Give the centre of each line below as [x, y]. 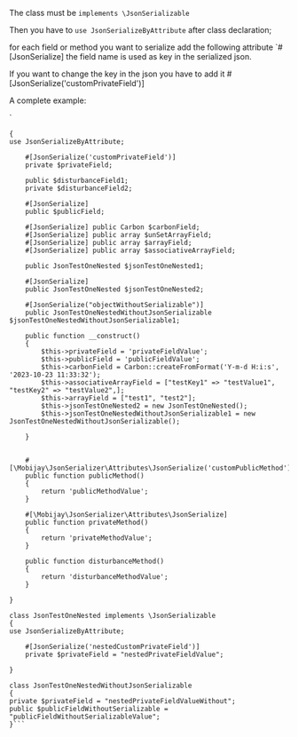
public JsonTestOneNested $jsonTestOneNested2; [114, 289]
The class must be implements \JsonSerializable [99, 13]
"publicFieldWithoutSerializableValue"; [85, 717]
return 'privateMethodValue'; [97, 538]
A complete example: [48, 100]
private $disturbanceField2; [79, 188]
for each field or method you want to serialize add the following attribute [141, 47]
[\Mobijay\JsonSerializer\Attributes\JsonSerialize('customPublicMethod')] [152, 468]
